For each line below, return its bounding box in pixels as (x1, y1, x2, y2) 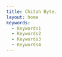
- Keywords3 (11, 36, 42, 42)
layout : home (6, 14, 39, 20)
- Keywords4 (11, 42, 42, 48)
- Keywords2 (11, 31, 42, 37)
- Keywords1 (11, 25, 42, 31)
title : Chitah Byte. (6, 8, 58, 15)
